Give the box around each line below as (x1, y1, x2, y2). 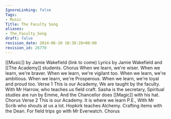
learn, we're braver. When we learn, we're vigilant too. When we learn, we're (5, 70, 166, 76)
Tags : (5, 12, 17, 17)
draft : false (5, 36, 33, 41)
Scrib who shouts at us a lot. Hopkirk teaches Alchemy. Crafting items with (5, 102, 162, 108)
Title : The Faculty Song (5, 21, 58, 27)
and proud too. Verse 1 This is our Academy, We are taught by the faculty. (5, 81, 160, 87)
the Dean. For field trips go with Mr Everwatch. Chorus (5, 108, 120, 114)
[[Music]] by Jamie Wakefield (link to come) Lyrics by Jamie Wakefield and (5, 59, 162, 65)
